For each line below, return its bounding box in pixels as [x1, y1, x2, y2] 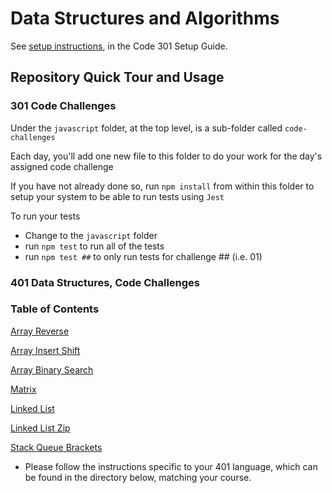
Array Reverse [10, 325, 70, 337]
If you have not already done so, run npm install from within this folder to [10, 180, 315, 192]
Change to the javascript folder [24, 229, 158, 241]
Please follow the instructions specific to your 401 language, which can [24, 460, 318, 472]
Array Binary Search [10, 363, 94, 376]
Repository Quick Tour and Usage [10, 69, 225, 86]
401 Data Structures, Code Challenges [10, 275, 201, 289]
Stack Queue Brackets [10, 441, 103, 453]
